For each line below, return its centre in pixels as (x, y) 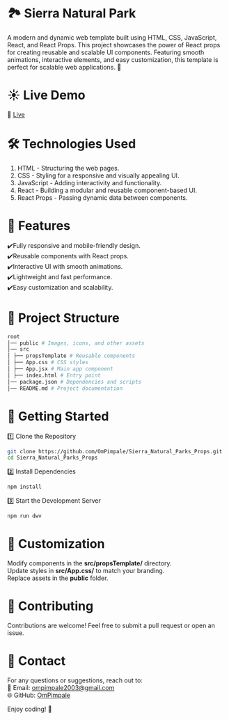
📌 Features (39, 226)
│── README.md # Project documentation (65, 388)
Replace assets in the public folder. (58, 578)
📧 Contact (37, 661)
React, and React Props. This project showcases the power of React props (114, 45)
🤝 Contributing (50, 606)
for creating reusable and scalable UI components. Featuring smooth (106, 52)
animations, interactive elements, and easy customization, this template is (113, 59)
